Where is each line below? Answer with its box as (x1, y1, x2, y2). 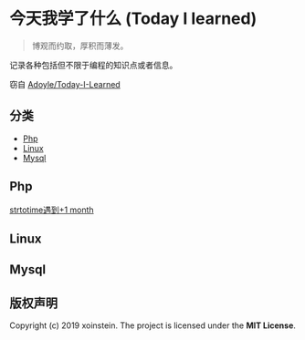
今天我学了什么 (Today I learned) (9, 8, 258, 29)
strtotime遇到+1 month (9, 204, 94, 215)
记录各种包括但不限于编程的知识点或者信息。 (9, 59, 178, 70)
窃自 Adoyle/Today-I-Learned (9, 78, 121, 89)
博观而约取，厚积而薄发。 (31, 40, 129, 51)
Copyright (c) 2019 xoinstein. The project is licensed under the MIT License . (9, 320, 297, 331)
